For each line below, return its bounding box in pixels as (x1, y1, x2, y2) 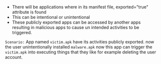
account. (5, 54, 23, 60)
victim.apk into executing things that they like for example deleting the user (5, 49, 156, 55)
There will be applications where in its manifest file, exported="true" (12, 4, 149, 10)
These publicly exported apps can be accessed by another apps (12, 19, 141, 25)
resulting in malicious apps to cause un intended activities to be (12, 25, 140, 30)
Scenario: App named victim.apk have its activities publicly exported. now (5, 39, 154, 45)
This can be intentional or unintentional (12, 14, 90, 20)
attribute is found (12, 9, 47, 15)
